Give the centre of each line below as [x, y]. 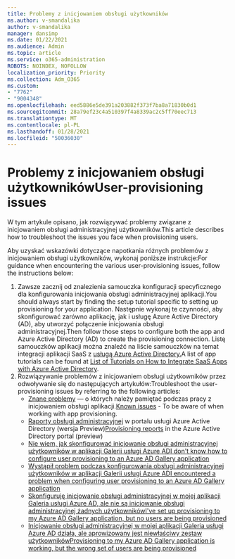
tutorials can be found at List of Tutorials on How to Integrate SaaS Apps [122, 361]
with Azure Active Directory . [58, 369]
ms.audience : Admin [36, 46]
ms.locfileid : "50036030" [45, 138]
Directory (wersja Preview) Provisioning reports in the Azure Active [124, 429]
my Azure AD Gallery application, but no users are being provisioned [127, 518]
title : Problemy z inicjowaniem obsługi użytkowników [88, 14]
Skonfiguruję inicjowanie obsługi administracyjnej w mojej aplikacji [124, 496]
